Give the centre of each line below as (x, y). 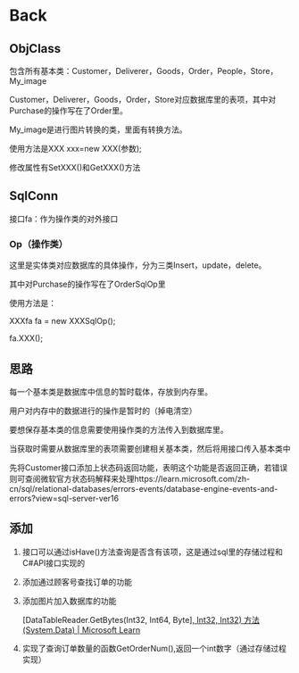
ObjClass (35, 49)
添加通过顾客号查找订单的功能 (77, 582)
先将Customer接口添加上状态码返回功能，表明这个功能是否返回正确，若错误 (149, 467)
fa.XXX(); (26, 338)
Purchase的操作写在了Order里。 (68, 111)
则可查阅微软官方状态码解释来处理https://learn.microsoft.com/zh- (130, 478)
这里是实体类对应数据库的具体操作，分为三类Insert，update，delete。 (138, 265)
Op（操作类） (39, 244)
